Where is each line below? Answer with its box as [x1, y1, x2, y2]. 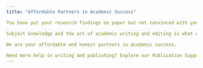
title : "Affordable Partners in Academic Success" [6, 8, 137, 15]
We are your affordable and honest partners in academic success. [6, 42, 177, 48]
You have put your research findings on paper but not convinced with [6, 19, 188, 26]
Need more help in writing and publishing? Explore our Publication [6, 52, 182, 59]
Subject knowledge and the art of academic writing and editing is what [6, 31, 193, 37]
